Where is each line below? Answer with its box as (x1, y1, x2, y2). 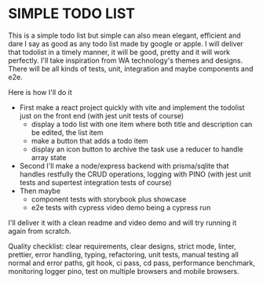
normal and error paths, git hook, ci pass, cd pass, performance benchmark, (8, 258, 256, 268)
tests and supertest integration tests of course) (19, 177, 172, 187)
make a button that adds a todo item (31, 136, 148, 145)
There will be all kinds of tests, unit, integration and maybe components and (8, 64, 254, 73)
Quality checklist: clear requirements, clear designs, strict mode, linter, (8, 241, 237, 251)
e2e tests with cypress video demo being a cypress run (31, 202, 211, 212)
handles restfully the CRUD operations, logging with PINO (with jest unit (19, 169, 251, 179)
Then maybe (19, 186, 61, 195)
